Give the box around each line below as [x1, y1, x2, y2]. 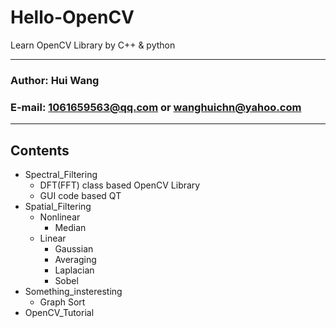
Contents [10, 142, 70, 159]
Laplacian [54, 264, 95, 276]
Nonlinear [39, 211, 81, 223]
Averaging [54, 253, 97, 265]
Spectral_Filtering [24, 168, 98, 180]
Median [54, 221, 87, 233]
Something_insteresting [24, 285, 123, 297]
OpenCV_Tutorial [24, 306, 95, 318]
